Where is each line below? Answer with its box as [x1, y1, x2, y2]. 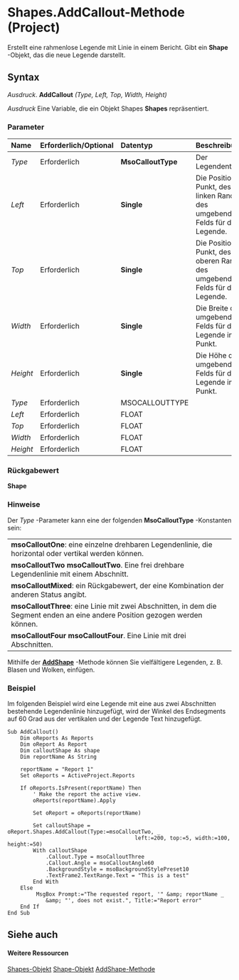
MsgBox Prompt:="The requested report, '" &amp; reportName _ [36, 890, 224, 898]
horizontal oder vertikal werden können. [11, 548, 144, 558]
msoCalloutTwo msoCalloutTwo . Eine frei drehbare [11, 560, 185, 570]
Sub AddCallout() [7, 728, 59, 735]
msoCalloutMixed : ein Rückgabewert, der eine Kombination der [11, 580, 224, 590]
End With [33, 878, 59, 885]
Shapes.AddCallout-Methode [7, 4, 185, 21]
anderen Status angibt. [11, 590, 87, 600]
